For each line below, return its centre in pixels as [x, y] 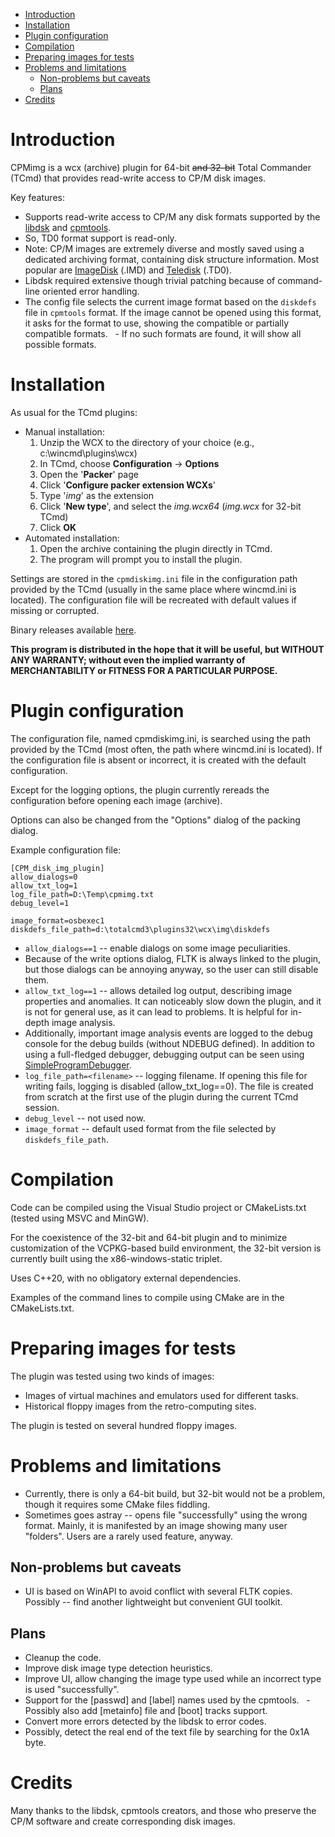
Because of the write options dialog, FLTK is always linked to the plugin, [173, 958]
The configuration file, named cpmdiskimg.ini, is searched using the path [161, 738]
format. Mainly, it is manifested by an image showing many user [156, 1525]
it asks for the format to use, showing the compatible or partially [157, 323]
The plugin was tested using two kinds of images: [112, 1376]
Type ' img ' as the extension [97, 495]
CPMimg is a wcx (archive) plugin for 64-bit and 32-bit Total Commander [161, 167]
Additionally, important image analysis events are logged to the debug [168, 1033]
